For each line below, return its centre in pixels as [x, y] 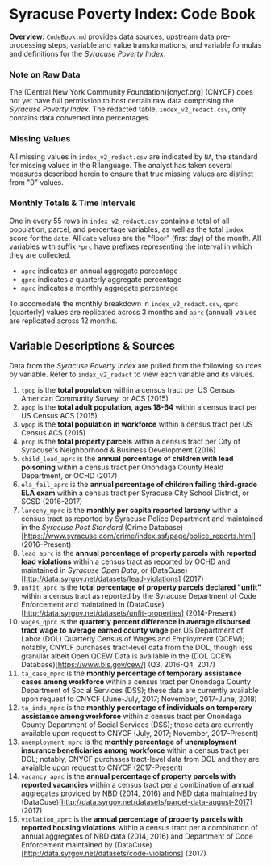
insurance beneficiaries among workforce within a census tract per [135, 750]
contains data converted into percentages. [80, 118]
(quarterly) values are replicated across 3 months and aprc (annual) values [133, 312]
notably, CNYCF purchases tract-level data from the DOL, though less [137, 647]
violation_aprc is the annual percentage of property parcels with [131, 819]
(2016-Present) [46, 544]
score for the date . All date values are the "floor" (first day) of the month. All [135, 238]
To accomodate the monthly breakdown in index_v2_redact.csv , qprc [124, 303]
